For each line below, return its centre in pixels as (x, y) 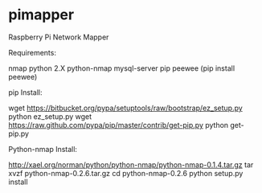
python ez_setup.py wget (50, 116)
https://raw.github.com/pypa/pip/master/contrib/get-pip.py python (119, 125)
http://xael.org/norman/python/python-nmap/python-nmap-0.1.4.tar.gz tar (131, 164)
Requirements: (32, 52)
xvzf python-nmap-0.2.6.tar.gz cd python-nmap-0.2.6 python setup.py (126, 173)
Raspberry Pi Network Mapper (59, 37)
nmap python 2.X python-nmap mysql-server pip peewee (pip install (122, 68)
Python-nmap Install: (43, 149)
